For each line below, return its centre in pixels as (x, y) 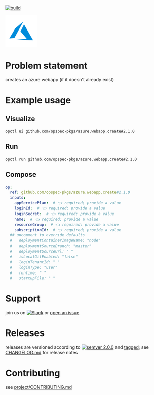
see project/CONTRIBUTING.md (39, 387)
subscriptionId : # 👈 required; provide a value (68, 230)
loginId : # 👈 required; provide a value (60, 208)
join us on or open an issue (42, 313)
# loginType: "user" (34, 267)
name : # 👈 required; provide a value (56, 219)
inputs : (18, 198)
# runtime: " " (28, 273)
